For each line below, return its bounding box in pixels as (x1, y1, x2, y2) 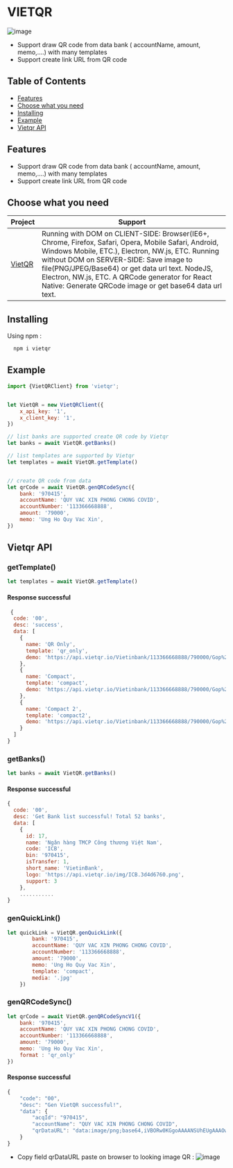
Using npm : (7, 332, 42, 340)
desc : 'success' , (13, 622, 64, 629)
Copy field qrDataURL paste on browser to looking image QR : (17, 1153, 194, 1161)
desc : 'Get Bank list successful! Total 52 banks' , (13, 813, 166, 820)
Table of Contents (7, 76, 87, 87)
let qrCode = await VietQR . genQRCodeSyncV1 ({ (7, 1013, 141, 1020)
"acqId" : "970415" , (32, 1115, 89, 1122)
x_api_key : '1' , (19, 407, 67, 415)
